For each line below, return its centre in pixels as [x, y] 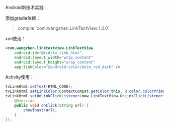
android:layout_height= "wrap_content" [55, 62]
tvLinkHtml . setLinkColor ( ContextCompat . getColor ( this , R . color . [74, 91]
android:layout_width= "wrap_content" [54, 57]
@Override [25, 101]
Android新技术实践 [24, 7]
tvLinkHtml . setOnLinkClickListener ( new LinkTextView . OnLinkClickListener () [86, 96]
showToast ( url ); [40, 110]
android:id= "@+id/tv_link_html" [48, 53]
